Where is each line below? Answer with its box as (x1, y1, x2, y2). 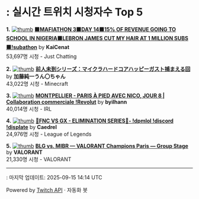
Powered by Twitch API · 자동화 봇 (6, 186, 88, 193)
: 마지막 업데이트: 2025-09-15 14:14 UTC (6, 174, 102, 181)
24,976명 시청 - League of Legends (6, 130, 92, 137)
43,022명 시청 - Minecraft (6, 80, 68, 87)
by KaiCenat (38, 43, 70, 50)
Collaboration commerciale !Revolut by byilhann (6, 98, 127, 105)
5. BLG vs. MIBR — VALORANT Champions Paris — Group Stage (6, 142, 188, 149)
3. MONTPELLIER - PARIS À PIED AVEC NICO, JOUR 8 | (6, 92, 165, 99)
